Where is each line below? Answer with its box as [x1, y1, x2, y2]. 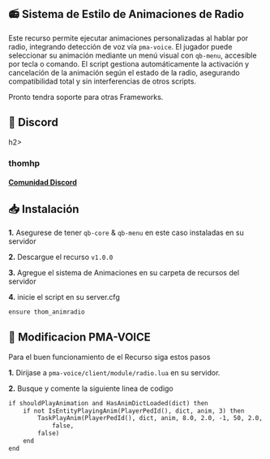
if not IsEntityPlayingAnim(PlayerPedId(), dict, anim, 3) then [23, 406, 245, 415]
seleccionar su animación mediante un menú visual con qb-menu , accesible [8, 50, 257, 60]
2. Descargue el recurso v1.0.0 [8, 252, 114, 262]
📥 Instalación [8, 202, 79, 216]
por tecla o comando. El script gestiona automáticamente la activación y [8, 58, 250, 68]
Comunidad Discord [8, 178, 77, 188]
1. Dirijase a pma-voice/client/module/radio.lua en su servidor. [8, 367, 221, 377]
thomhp [8, 158, 41, 169]
